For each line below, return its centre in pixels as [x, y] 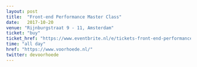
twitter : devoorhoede [33, 55]
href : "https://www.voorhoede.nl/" [50, 50]
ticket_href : [22, 38]
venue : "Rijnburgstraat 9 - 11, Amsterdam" [60, 28]
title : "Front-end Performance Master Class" [64, 17]
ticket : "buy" [23, 33]
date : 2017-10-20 [30, 22]
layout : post [22, 11]
